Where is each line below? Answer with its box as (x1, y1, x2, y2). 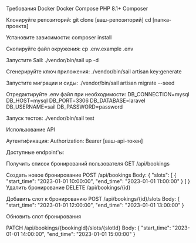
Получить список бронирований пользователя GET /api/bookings (6, 160, 170, 167)
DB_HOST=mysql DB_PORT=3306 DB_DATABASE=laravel (6, 97, 146, 104)
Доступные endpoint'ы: (6, 149, 65, 156)
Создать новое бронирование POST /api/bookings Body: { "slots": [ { (6, 171, 177, 178)
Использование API (6, 126, 56, 133)
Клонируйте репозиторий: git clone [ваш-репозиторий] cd (6, 16, 151, 23)
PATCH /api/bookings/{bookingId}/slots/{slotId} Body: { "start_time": (6, 224, 171, 231)
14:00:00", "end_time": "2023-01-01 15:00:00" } (20, 231, 136, 237)
